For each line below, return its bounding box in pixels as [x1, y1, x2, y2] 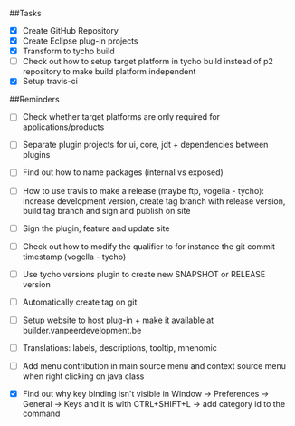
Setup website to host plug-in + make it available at [22, 315, 214, 325]
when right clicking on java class [22, 371, 145, 382]
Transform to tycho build [22, 45, 115, 57]
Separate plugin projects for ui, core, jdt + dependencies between [22, 140, 269, 150]
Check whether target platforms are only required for [22, 111, 220, 122]
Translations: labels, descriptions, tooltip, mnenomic [22, 342, 217, 353]
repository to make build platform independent [22, 66, 196, 77]
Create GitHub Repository [22, 25, 119, 35]
